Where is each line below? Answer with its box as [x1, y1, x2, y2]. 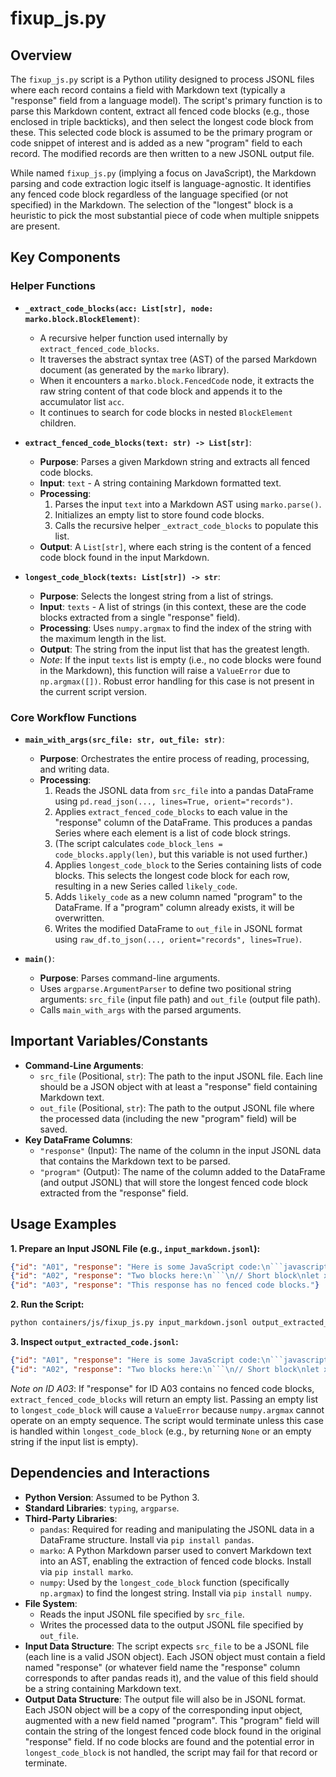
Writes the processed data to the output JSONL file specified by [39, 1618, 304, 1631]
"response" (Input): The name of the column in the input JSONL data [39, 1144, 322, 1156]
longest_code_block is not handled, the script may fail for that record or [24, 1746, 318, 1758]
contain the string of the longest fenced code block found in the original [24, 1725, 322, 1737]
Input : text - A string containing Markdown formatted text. [39, 477, 282, 489]
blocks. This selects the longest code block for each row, [54, 869, 290, 881]
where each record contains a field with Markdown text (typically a [10, 84, 286, 96]
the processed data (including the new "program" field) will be [39, 1112, 297, 1124]
